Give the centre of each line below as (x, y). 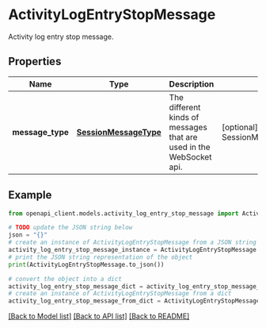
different (185, 107)
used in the (190, 147)
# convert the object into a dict (65, 279)
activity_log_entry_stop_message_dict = (76, 286)
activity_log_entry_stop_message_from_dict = (84, 301)
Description (192, 83)
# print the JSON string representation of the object (101, 257)
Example (30, 195)
